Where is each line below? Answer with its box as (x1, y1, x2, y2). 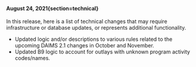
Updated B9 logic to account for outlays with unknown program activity (14, 48, 191, 56)
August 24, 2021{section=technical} (6, 5, 99, 12)
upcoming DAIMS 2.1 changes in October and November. (14, 42, 155, 49)
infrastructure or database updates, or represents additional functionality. (6, 24, 186, 31)
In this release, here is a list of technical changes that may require (6, 18, 168, 25)
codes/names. (14, 55, 51, 62)
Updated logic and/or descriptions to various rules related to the (14, 36, 173, 43)
